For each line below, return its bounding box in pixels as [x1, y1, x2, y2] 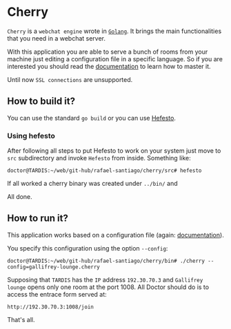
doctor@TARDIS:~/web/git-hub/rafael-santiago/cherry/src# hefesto [7, 167, 202, 174]
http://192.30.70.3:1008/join [7, 304, 94, 310]
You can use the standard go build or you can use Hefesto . [7, 114, 176, 122]
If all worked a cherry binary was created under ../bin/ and [7, 180, 178, 188]
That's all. [7, 315, 35, 323]
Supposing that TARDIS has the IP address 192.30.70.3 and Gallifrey [7, 275, 203, 284]
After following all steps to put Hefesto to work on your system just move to [7, 147, 221, 155]
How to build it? [7, 96, 76, 107]
